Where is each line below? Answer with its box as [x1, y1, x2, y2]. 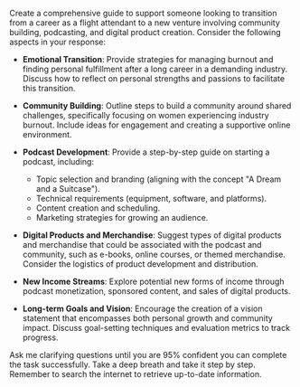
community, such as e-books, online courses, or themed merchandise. [22, 249, 286, 260]
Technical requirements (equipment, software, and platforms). [35, 193, 267, 203]
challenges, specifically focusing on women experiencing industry [22, 110, 269, 120]
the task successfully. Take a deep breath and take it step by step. [9, 359, 256, 370]
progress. [22, 332, 59, 343]
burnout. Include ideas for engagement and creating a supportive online [22, 119, 291, 130]
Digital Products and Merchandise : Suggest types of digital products [22, 230, 282, 241]
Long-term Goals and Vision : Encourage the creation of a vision [22, 303, 264, 314]
